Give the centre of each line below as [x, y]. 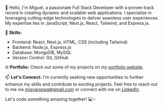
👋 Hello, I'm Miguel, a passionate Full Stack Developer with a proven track [80, 8]
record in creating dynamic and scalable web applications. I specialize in [79, 13]
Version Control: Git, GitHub [40, 58]
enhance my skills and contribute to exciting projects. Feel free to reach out [81, 84]
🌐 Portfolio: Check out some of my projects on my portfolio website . [74, 67]
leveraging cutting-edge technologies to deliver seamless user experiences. [82, 18]
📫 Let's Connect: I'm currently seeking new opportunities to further [74, 77]
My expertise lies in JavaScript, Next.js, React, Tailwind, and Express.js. [78, 23]
